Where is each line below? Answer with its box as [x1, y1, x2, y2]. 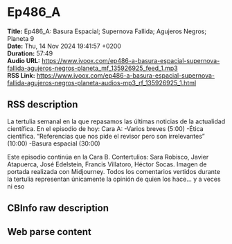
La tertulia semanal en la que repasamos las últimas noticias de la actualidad [7, 117, 226, 125]
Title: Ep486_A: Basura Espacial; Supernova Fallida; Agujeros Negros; [7, 27, 206, 35]
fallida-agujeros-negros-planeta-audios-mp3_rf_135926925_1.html [7, 78, 197, 87]
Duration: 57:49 [7, 49, 53, 58]
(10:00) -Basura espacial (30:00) [7, 139, 100, 148]
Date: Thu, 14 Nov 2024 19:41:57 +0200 [7, 42, 121, 50]
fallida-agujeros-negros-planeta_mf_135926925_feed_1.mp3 [7, 64, 178, 72]
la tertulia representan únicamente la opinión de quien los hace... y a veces [7, 175, 221, 183]
